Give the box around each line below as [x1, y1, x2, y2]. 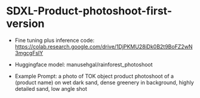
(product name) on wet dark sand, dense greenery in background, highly [14, 79, 194, 86]
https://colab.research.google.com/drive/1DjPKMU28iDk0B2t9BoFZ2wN [14, 43, 193, 50]
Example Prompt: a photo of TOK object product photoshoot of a [14, 72, 174, 79]
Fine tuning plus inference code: [14, 36, 95, 44]
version [6, 17, 45, 30]
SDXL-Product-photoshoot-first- [6, 4, 172, 18]
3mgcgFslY [14, 49, 44, 56]
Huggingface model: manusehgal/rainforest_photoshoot [14, 61, 153, 68]
